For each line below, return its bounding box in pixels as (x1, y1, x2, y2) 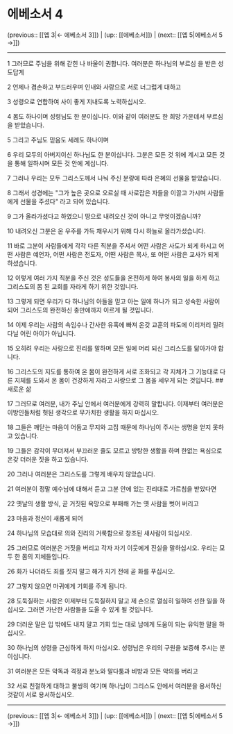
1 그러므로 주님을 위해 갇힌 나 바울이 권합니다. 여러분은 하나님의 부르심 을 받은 (7, 59, 217, 67)
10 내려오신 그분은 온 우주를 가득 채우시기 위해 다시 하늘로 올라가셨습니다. (7, 226, 206, 235)
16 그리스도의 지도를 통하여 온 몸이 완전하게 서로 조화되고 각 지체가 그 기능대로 (7, 367, 218, 376)
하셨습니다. (7, 258, 37, 267)
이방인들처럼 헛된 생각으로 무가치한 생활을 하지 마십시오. (7, 408, 159, 417)
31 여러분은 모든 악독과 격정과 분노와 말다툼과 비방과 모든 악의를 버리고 (7, 667, 199, 675)
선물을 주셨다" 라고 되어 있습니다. (19, 197, 110, 206)
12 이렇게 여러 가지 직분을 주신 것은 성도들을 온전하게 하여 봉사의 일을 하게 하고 (7, 274, 221, 282)
